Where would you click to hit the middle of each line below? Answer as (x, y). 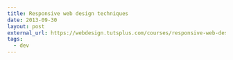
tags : (15, 39)
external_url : (28, 33)
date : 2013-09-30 (32, 20)
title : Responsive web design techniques (68, 13)
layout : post (26, 26)
